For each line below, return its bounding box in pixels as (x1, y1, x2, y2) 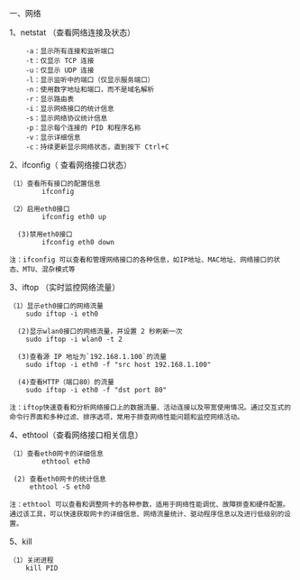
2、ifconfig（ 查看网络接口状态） (9, 160, 132, 170)
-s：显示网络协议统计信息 (25, 114, 108, 123)
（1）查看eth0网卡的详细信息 (9, 449, 104, 458)
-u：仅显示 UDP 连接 (25, 66, 95, 75)
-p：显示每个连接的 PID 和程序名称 (25, 124, 141, 133)
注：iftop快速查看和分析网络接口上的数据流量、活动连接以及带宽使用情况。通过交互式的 (9, 403, 291, 412)
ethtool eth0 (41, 457, 91, 466)
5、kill (9, 536, 33, 547)
